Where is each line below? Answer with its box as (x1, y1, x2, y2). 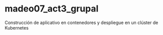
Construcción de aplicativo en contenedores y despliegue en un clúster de (4, 19, 158, 25)
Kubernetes (4, 24, 28, 30)
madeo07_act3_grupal (4, 3, 98, 14)
